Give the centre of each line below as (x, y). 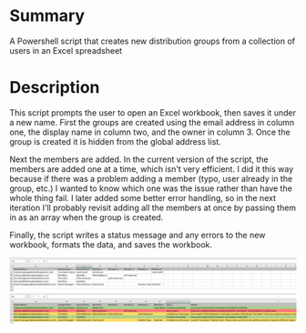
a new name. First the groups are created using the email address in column (152, 122)
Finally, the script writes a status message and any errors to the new (138, 235)
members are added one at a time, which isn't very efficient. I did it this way (152, 168)
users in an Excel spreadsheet (66, 50)
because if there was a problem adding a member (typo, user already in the (151, 178)
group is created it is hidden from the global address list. (115, 141)
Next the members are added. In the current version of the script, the (139, 159)
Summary (47, 16)
